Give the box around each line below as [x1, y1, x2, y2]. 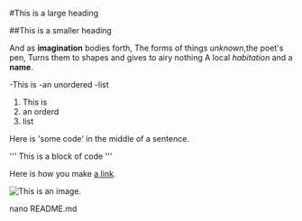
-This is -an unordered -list [9, 79, 110, 89]
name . [9, 62, 34, 72]
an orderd [22, 106, 59, 116]
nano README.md [9, 203, 78, 214]
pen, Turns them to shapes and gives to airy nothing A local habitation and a [9, 52, 293, 62]
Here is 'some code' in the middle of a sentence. [9, 134, 189, 143]
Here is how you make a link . [9, 169, 116, 179]
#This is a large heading [9, 8, 99, 18]
